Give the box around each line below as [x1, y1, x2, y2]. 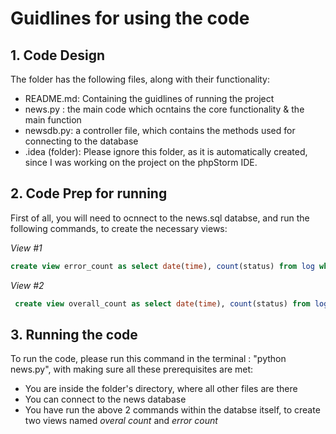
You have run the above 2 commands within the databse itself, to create [24, 404, 321, 416]
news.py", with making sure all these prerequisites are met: [10, 363, 254, 376]
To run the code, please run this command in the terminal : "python [10, 353, 287, 365]
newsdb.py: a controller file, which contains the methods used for [24, 125, 296, 136]
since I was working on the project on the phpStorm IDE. [24, 157, 258, 168]
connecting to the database [24, 135, 139, 147]
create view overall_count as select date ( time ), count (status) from [14, 298, 311, 309]
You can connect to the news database [24, 393, 187, 406]
